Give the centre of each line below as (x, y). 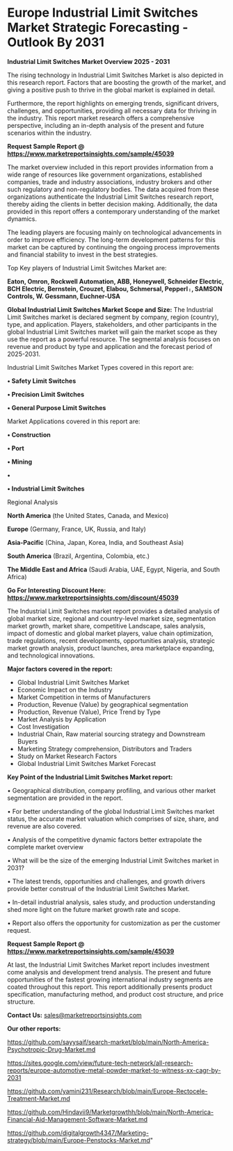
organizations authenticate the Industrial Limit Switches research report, (111, 197)
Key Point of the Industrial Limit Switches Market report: (90, 777)
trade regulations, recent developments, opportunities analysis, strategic (111, 640)
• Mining (20, 462)
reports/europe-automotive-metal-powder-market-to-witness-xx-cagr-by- (114, 1070)
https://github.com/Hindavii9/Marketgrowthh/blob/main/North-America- (111, 1112)
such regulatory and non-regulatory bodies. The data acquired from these (113, 189)
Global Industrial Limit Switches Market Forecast (87, 763)
